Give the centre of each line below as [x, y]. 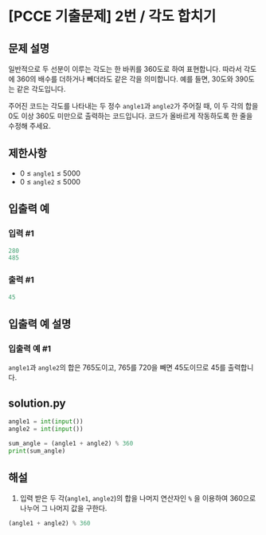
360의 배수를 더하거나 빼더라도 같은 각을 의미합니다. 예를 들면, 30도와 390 [132, 79]
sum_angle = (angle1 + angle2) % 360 [71, 443]
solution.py [37, 403]
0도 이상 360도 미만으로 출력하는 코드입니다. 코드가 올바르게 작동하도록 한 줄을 [131, 116]
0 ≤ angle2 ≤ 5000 [50, 181]
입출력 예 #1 [30, 348]
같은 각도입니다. [41, 89]
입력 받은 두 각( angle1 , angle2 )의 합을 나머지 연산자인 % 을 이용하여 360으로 [138, 498]
